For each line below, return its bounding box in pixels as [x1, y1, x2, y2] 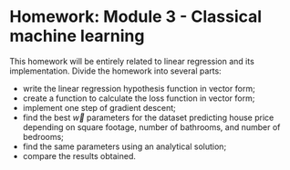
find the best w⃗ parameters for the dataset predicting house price [22, 112, 274, 123]
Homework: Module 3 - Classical [9, 6, 263, 27]
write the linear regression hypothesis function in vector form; [22, 83, 255, 94]
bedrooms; [22, 131, 64, 142]
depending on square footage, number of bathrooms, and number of [22, 121, 281, 133]
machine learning [9, 25, 145, 46]
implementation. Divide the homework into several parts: [9, 65, 222, 76]
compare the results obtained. [22, 150, 137, 161]
